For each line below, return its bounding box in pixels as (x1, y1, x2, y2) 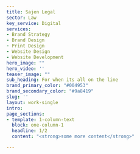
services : (6, 26, 32, 32)
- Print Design (6, 43, 45, 49)
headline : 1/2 (12, 128, 47, 134)
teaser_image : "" (6, 71, 51, 77)
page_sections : (6, 111, 45, 117)
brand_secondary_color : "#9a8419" (6, 88, 94, 94)
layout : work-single (6, 99, 59, 105)
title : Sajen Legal (6, 9, 56, 15)
